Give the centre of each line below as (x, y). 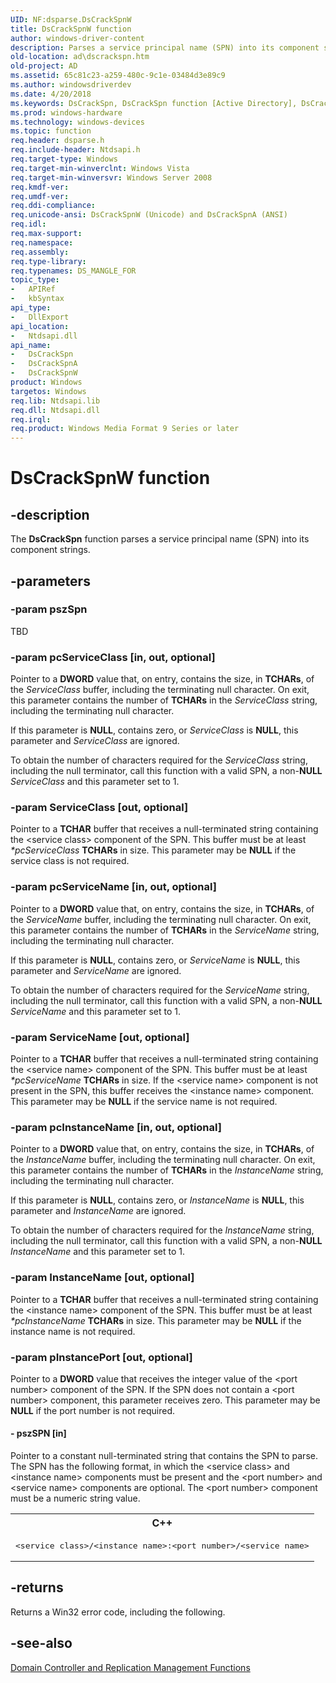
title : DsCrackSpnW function (71, 29)
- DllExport (40, 317)
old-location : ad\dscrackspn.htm (80, 57)
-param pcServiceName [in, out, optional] (113, 887)
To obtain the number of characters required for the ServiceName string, (160, 990)
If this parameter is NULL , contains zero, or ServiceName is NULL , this (155, 960)
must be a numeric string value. (75, 1498)
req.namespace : (42, 242)
